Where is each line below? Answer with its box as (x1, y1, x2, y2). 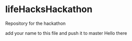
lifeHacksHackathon (5, 4, 93, 15)
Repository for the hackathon (5, 20, 66, 26)
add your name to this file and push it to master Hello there (5, 30, 127, 36)
